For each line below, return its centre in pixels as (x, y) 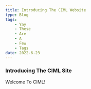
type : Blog (17, 15)
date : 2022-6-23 (23, 53)
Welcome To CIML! (25, 82)
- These (23, 29)
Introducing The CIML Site (39, 71)
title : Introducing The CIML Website (46, 10)
